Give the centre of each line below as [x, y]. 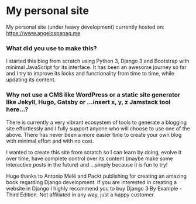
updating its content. [31, 79]
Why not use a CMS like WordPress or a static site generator [93, 95]
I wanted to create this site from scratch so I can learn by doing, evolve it [94, 152]
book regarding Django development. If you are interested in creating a [92, 182]
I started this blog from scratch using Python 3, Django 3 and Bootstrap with [98, 61]
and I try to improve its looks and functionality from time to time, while [90, 74]
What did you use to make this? [51, 48]
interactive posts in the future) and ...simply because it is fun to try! [87, 164]
